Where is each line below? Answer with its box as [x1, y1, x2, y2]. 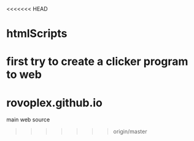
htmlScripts [6, 27, 68, 40]
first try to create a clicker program [6, 55, 188, 69]
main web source [6, 116, 50, 123]
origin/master [113, 128, 147, 135]
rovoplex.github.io [6, 96, 103, 110]
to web [6, 67, 42, 82]
